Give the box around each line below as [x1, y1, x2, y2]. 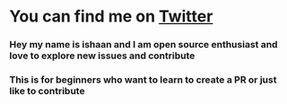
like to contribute [9, 85, 85, 98]
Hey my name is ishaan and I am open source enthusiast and [9, 39, 278, 51]
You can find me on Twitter [9, 6, 213, 27]
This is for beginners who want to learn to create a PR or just [9, 74, 277, 86]
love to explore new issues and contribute [9, 49, 196, 62]
